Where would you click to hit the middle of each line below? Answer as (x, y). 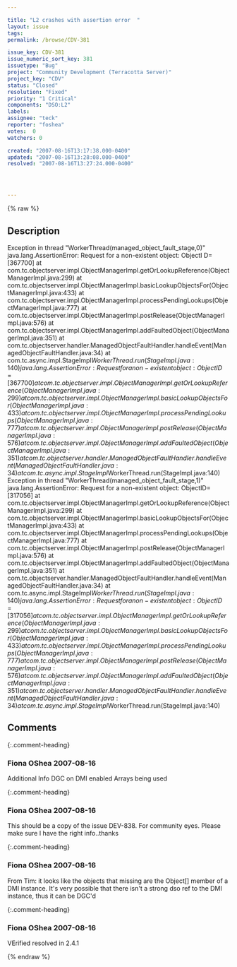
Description (34, 231)
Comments (32, 728)
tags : (15, 33)
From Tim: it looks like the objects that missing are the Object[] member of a (118, 881)
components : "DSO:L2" (39, 105)
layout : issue (28, 26)
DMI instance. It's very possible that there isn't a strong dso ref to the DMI (115, 888)
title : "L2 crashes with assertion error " (74, 20)
